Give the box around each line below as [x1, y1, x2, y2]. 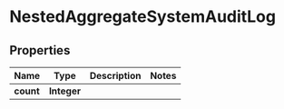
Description [89, 70, 142, 82]
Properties [9, 43, 71, 58]
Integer [48, 84, 82, 97]
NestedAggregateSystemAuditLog [9, 6, 277, 27]
